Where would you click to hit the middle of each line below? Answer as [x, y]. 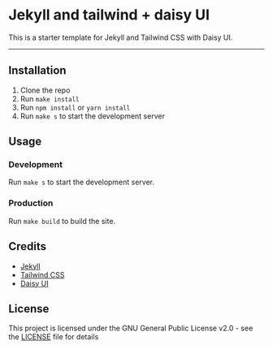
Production [31, 203]
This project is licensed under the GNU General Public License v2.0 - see [131, 328]
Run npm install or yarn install [75, 107]
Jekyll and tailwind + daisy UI [109, 15]
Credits [28, 246]
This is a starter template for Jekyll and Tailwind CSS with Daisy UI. [121, 37]
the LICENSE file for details [54, 337]
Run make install [50, 98]
